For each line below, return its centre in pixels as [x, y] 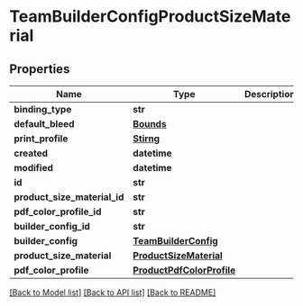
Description [270, 94]
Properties [40, 69]
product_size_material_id [69, 197]
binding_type [43, 109]
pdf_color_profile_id [58, 211]
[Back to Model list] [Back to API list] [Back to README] [113, 292]
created [31, 153]
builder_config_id [52, 226]
